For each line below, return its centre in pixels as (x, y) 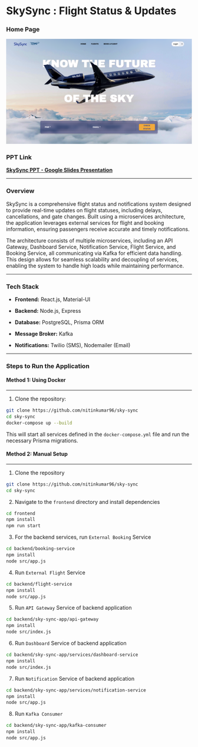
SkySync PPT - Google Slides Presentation (60, 170)
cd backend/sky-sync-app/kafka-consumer (57, 726)
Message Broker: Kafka (44, 334)
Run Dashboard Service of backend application (70, 643)
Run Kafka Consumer (39, 714)
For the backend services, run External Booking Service (83, 537)
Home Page (23, 30)
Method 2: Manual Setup (37, 454)
